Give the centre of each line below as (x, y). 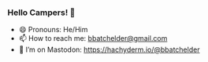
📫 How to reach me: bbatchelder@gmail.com (93, 38)
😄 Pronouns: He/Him (53, 30)
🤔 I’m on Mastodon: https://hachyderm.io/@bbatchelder (109, 49)
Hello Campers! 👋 (41, 13)
